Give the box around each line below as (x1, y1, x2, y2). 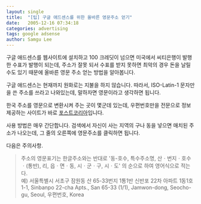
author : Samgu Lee (6, 36, 52, 42)
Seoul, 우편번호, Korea (30, 191, 84, 198)
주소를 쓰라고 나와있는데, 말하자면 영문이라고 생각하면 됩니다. (19, 89, 162, 96)
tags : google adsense (6, 31, 60, 37)
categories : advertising (6, 25, 68, 32)
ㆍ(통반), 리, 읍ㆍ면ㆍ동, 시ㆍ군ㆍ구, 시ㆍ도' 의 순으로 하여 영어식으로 (20, 162, 179, 169)
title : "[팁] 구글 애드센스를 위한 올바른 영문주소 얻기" (6, 14, 133, 20)
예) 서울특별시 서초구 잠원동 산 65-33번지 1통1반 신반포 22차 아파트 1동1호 (20, 177, 193, 184)
